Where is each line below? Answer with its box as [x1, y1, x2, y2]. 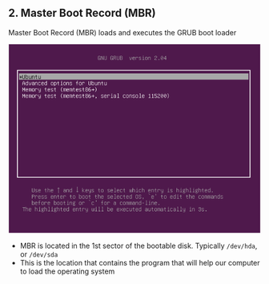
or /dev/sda [19, 249, 58, 259]
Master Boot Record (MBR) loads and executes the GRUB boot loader [8, 27, 237, 37]
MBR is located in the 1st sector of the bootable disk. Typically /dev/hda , [19, 241, 258, 250]
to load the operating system [19, 266, 115, 276]
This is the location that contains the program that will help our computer [19, 258, 260, 267]
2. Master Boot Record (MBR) [8, 6, 156, 20]
